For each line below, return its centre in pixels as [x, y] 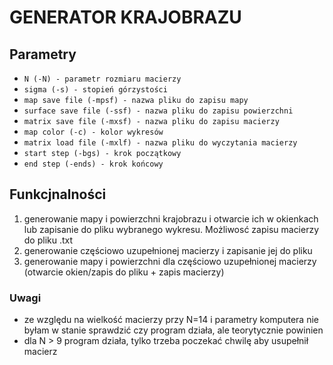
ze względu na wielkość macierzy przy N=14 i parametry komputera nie [171, 320]
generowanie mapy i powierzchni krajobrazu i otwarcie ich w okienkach [171, 218]
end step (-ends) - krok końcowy [93, 164]
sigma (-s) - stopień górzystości [95, 90]
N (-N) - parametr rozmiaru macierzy [102, 79]
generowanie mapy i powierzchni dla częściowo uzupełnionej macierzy [170, 261]
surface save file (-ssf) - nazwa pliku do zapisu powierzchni [158, 111]
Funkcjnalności [58, 194]
